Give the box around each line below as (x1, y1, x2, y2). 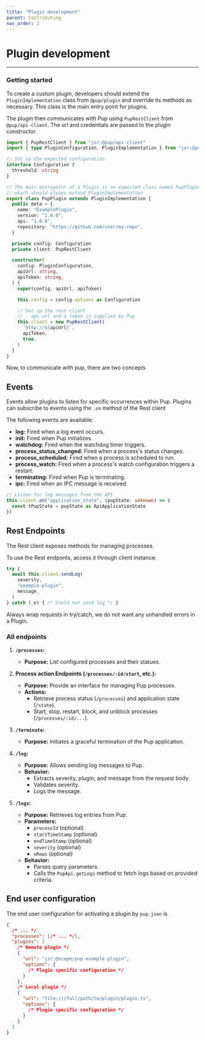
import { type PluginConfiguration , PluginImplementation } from (6, 145, 176, 151)
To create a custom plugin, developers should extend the (6, 90, 149, 97)
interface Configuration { (6, 162, 75, 168)
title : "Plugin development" (6, 9, 81, 15)
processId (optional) (33, 824, 84, 832)
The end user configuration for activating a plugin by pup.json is (6, 910, 168, 917)
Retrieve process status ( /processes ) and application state (33, 695, 180, 702)
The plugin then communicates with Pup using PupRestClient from (6, 114, 173, 122)
